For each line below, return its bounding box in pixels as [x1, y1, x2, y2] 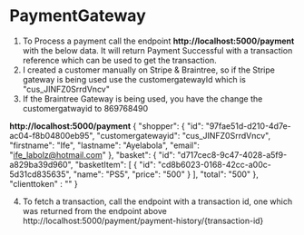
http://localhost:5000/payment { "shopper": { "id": [9, 120, 204, 132]
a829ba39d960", [9, 159, 74, 170]
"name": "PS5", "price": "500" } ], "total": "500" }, [73, 169, 259, 180]
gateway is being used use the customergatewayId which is [22, 73, 247, 84]
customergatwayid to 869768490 [22, 103, 149, 113]
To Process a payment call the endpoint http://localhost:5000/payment [22, 35, 295, 46]
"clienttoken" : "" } [9, 178, 79, 189]
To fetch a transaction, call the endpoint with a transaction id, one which [22, 196, 293, 207]
